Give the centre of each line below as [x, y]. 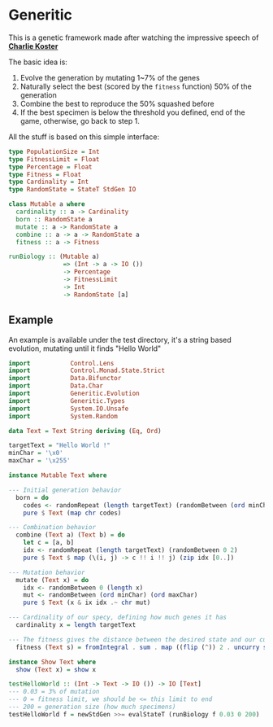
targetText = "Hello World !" [60, 445]
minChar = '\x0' [36, 453]
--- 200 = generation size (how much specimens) [92, 707]
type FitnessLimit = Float [54, 159]
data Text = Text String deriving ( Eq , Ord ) [85, 431]
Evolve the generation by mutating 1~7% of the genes [110, 77]
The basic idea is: [38, 62]
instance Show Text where [52, 662]
